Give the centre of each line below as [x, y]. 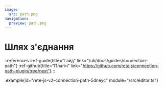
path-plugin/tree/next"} [28, 71]
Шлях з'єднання [39, 47]
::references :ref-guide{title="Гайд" [40, 61]
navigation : [17, 18]
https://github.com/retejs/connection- [121, 66]
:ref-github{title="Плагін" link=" [51, 66]
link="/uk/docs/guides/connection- [112, 61]
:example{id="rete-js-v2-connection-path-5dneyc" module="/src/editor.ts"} [82, 80]
